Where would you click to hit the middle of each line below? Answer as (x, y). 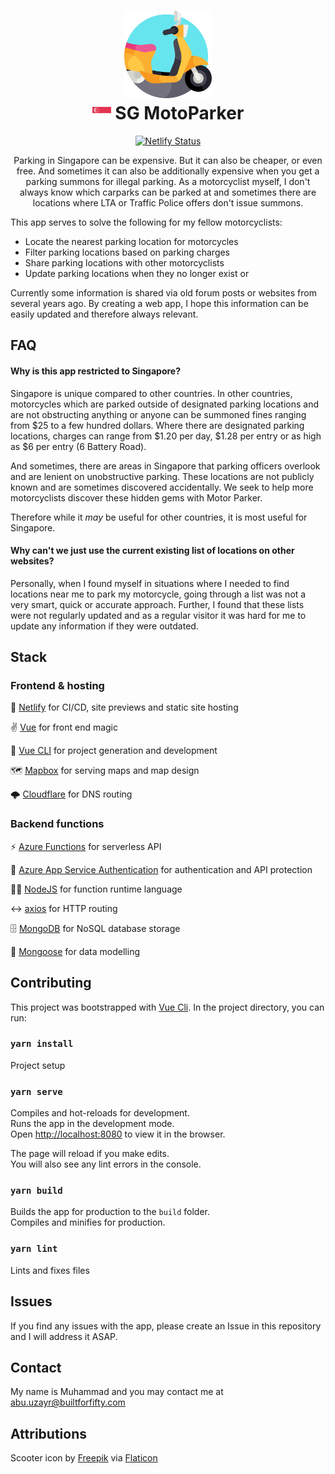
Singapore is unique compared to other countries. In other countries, (151, 393)
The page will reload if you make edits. (90, 1154)
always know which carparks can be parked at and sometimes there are (168, 192)
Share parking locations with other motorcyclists (124, 262)
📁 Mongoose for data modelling (75, 951)
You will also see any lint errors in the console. (106, 1164)
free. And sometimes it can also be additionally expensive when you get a (168, 171)
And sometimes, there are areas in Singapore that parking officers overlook (165, 466)
